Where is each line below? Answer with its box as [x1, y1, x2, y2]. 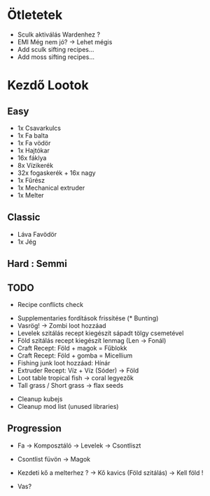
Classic [7, 211, 41, 223]
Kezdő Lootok [7, 77, 89, 93]
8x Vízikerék [17, 161, 54, 169]
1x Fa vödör [17, 138, 51, 147]
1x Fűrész [17, 176, 45, 184]
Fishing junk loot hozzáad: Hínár [17, 358, 111, 367]
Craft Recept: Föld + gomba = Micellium [17, 351, 133, 360]
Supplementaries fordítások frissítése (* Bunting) [17, 313, 159, 322]
